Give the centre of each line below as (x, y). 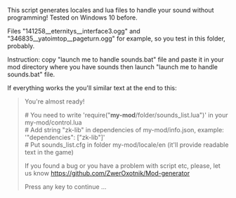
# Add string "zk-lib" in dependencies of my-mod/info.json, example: (124, 130)
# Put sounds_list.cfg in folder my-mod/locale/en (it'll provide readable (126, 145)
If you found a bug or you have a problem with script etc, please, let (123, 166)
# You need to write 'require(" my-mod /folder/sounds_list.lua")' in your (126, 115)
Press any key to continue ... (65, 187)
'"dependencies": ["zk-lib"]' (65, 137)
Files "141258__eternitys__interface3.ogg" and (74, 31)
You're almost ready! (54, 101)
